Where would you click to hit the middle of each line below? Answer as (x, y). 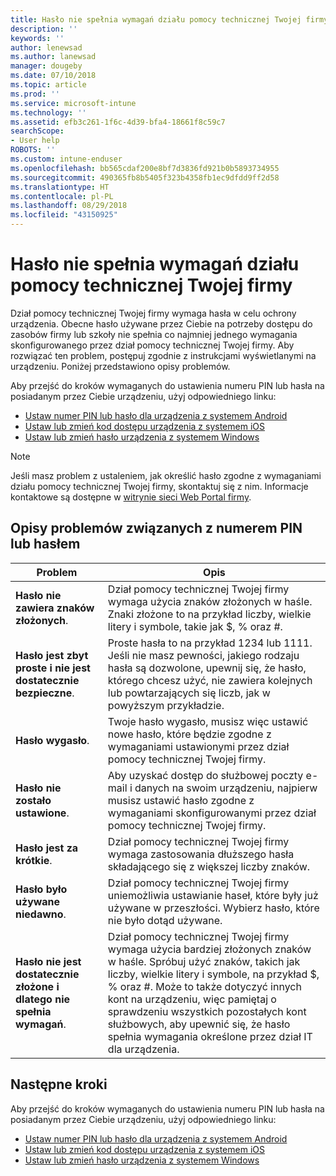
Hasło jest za (47, 848)
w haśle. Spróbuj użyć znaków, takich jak (204, 961)
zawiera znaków (55, 608)
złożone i (37, 986)
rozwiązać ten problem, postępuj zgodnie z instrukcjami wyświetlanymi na (163, 355)
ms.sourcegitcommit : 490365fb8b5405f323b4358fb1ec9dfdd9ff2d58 (145, 177)
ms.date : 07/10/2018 (53, 76)
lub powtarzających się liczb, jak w (189, 693)
